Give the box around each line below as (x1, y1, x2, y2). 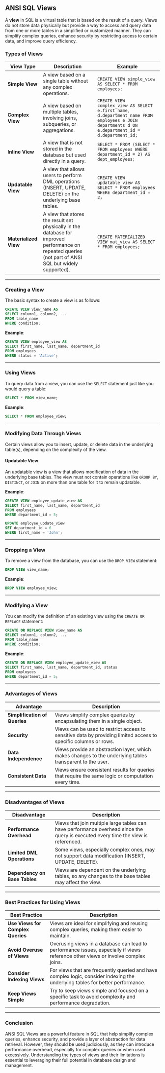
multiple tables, (43, 109, 79, 115)
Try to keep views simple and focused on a (50, 987, 149, 994)
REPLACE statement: (5, 619, 43, 625)
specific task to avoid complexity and (50, 994, 136, 1000)
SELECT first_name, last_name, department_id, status (5, 665, 118, 670)
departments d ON (97, 123, 138, 128)
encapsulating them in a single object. (55, 717, 142, 724)
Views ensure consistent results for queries (55, 766, 155, 773)
